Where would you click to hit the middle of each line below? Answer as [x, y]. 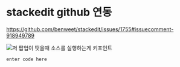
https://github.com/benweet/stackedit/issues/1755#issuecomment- [90, 29]
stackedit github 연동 [59, 12]
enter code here [27, 59]
